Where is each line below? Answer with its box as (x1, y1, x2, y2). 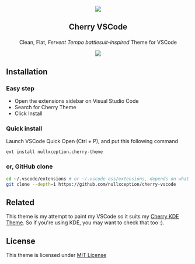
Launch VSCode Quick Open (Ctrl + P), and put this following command (6, 138, 179, 145)
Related (6, 197, 35, 207)
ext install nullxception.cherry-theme (6, 149, 103, 155)
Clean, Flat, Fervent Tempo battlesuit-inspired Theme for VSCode (19, 39, 177, 46)
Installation (6, 67, 48, 77)
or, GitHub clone (6, 162, 53, 171)
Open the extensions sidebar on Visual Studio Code (14, 98, 139, 105)
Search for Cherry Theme (14, 104, 76, 111)
